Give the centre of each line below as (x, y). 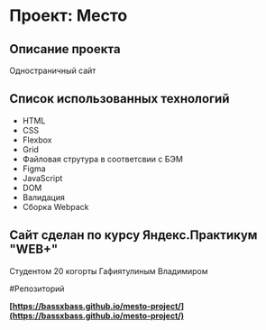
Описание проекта (65, 49)
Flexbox (37, 140)
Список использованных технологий (119, 99)
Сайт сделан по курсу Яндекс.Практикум (133, 235)
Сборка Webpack (55, 206)
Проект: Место (69, 16)
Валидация (43, 197)
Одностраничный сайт (53, 70)
